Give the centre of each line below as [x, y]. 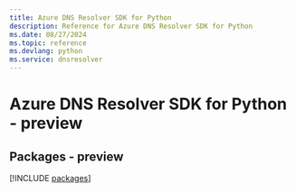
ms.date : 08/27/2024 [48, 34]
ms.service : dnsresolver [56, 59]
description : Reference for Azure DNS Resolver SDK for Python [131, 26]
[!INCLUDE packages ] [50, 178]
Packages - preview [67, 156]
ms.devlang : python [46, 51]
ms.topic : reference [48, 43]
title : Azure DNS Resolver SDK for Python [91, 18]
